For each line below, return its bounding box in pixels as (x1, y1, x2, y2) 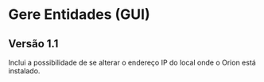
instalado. (8, 66, 41, 76)
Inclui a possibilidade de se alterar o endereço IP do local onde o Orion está (8, 58, 256, 67)
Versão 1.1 (8, 37, 59, 50)
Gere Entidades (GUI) (8, 6, 151, 24)
